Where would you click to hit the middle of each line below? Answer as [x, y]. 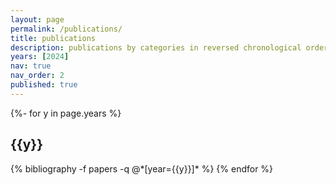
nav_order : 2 [37, 76]
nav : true [31, 66]
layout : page [37, 19]
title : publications [53, 38]
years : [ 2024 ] [40, 57]
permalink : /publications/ [66, 29]
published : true [44, 85]
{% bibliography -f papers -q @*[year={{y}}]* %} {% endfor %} [142, 168]
